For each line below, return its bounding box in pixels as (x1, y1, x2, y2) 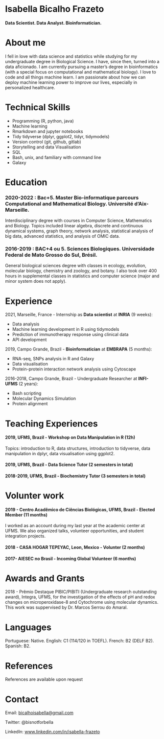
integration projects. (5, 533, 46, 539)
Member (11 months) (5, 512, 48, 517)
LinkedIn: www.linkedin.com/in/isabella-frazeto (5, 729, 100, 735)
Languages (5, 621, 51, 633)
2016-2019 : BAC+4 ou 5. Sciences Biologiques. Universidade (5, 246, 155, 252)
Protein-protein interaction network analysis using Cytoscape (12, 366, 136, 372)
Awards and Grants (5, 572, 85, 584)
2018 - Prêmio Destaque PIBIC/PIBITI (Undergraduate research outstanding (5, 589, 157, 595)
